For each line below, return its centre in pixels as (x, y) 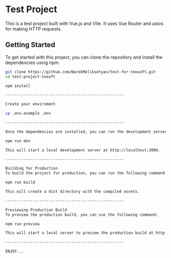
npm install (18, 86)
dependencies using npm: (33, 63)
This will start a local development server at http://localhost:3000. (83, 150)
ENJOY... (15, 251)
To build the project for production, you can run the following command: (86, 173)
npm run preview (22, 224)
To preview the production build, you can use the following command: (82, 215)
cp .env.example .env (28, 113)
